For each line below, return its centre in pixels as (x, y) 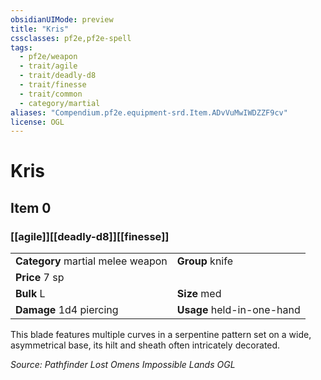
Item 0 (31, 207)
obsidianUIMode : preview (62, 19)
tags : (21, 47)
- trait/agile (48, 66)
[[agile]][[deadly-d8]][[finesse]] (90, 236)
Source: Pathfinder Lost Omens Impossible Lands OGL (123, 365)
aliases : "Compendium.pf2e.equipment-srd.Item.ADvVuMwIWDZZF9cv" (149, 112)
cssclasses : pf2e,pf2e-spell (71, 38)
